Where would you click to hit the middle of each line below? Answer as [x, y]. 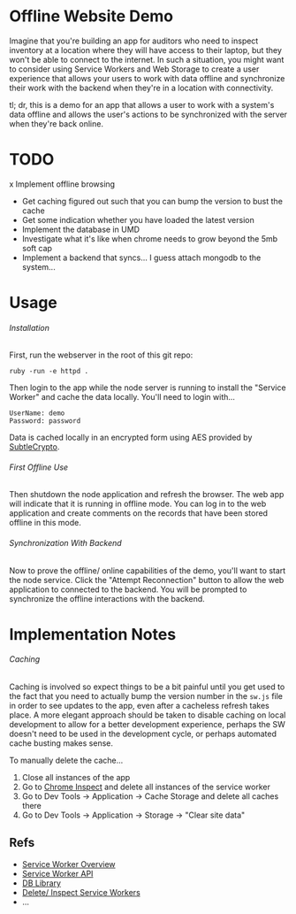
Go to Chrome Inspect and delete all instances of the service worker [146, 787]
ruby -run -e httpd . [49, 372]
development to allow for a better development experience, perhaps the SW [147, 725]
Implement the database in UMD [80, 229]
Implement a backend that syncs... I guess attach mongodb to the [141, 257]
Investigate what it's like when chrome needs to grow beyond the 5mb [150, 238]
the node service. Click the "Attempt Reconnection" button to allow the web [147, 580]
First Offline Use [39, 467]
